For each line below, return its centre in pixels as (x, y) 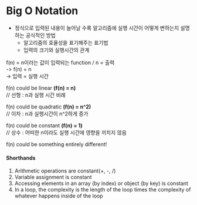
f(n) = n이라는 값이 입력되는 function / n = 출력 (60, 62)
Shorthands (21, 158)
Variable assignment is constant (53, 177)
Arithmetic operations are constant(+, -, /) (65, 171)
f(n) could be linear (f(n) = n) (41, 88)
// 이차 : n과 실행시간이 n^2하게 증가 (47, 114)
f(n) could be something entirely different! (57, 144)
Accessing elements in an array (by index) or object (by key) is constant (101, 183)
